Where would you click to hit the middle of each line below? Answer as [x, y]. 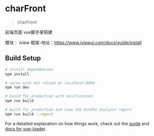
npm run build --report [29, 114]
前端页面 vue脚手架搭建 [29, 32]
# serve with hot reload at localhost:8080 [50, 83]
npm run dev [17, 88]
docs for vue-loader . [26, 129]
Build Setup [23, 58]
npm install [17, 74]
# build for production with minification [49, 96]
